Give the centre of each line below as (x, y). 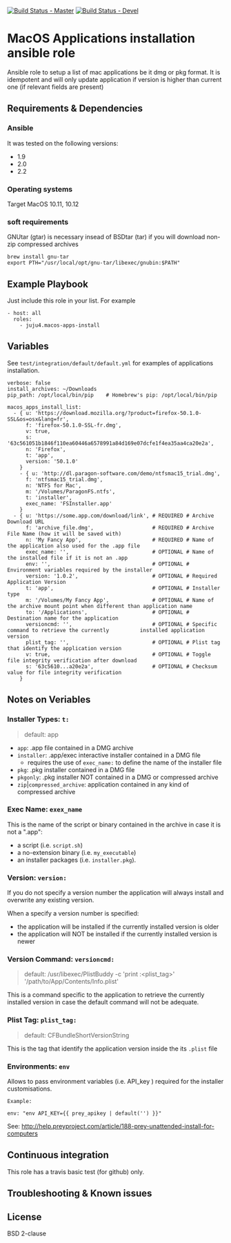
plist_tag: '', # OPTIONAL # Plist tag (123, 642)
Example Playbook (48, 284)
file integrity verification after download (72, 660)
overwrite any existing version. (51, 900)
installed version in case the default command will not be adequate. (103, 1002)
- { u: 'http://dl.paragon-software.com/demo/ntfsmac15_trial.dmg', (120, 473)
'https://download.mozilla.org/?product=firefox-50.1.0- (118, 413)
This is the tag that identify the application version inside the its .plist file (112, 1049)
